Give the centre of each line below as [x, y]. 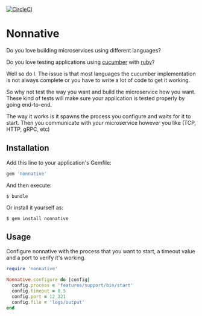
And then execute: [29, 185]
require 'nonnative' [32, 269]
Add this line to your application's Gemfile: [59, 162]
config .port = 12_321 [39, 296]
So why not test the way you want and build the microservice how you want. [101, 92]
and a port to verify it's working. [46, 258]
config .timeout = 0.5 [39, 291]
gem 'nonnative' [27, 174]
